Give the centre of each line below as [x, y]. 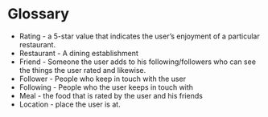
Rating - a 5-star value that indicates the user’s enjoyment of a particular [139, 36]
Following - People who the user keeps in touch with [106, 87]
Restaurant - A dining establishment [78, 53]
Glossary [39, 14]
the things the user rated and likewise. [82, 70]
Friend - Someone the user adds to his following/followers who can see [138, 62]
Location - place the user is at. [70, 104]
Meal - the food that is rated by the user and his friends [111, 95]
